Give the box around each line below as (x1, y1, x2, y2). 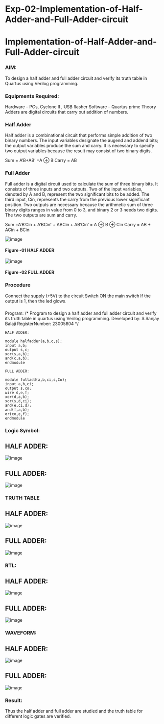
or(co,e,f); (5, 411, 29, 417)
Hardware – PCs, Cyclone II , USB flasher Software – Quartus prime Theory (5, 104, 156, 110)
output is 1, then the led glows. (5, 298, 67, 304)
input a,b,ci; (5, 381, 34, 386)
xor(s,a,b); (5, 351, 29, 356)
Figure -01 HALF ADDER (5, 247, 55, 253)
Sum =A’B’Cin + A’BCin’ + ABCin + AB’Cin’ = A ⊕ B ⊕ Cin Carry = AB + (5, 221, 151, 227)
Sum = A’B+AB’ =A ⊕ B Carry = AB (5, 158, 77, 163)
